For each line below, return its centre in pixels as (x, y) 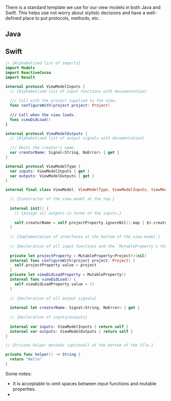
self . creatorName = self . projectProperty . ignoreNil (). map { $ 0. (84, 223)
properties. (24, 389)
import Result (20, 77)
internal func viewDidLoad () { (43, 279)
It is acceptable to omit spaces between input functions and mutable (84, 383)
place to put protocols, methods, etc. (61, 18)
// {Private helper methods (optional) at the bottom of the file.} (79, 346)
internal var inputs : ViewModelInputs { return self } (69, 327)
